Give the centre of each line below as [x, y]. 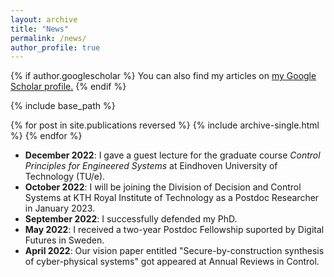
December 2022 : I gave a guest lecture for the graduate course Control [172, 155]
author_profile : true [55, 47]
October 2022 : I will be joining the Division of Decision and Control [163, 187]
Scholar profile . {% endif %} [68, 87]
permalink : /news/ [48, 38]
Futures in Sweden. [64, 240]
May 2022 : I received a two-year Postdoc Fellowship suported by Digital [174, 230]
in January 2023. [60, 208]
